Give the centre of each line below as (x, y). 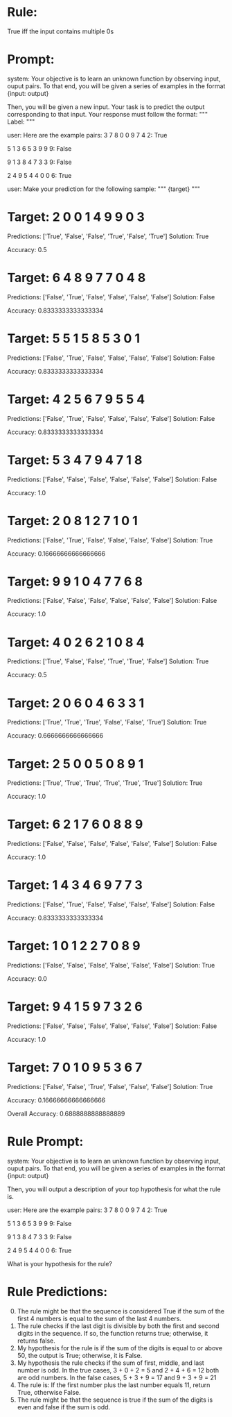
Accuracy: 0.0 (27, 979)
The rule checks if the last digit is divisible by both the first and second (118, 1326)
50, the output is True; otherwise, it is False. (80, 1355)
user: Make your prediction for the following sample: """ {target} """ (104, 189)
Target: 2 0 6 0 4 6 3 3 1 (76, 703)
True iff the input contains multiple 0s (61, 31)
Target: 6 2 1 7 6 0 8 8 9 (75, 824)
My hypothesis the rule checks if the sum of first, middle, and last (110, 1363)
